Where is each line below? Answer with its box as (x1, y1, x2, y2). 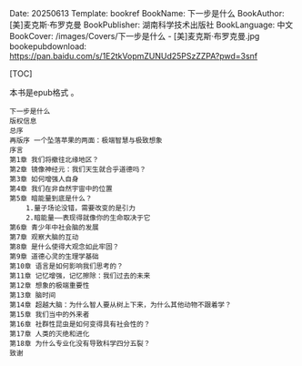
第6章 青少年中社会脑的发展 (9, 223, 100, 232)
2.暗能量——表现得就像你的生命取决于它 (25, 213, 151, 222)
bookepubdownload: (9, 41, 87, 52)
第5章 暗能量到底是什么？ (9, 194, 93, 203)
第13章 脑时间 (9, 290, 56, 300)
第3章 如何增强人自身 (9, 175, 79, 184)
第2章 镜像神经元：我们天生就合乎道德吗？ (9, 165, 147, 174)
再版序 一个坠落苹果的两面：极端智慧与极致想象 (9, 136, 163, 145)
